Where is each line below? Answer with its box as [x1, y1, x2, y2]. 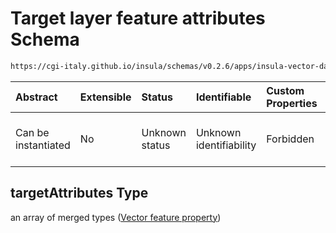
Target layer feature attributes [10, 7, 266, 30]
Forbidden [266, 132, 315, 146]
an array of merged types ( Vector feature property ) [10, 211, 222, 223]
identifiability [195, 138, 257, 152]
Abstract [15, 90, 58, 104]
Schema [10, 28, 80, 51]
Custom [266, 83, 305, 97]
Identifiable [195, 90, 252, 104]
